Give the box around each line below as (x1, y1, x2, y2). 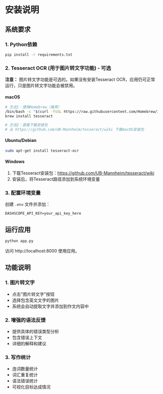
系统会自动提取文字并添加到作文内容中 (12, 303, 89, 309)
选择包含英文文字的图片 (12, 297, 59, 303)
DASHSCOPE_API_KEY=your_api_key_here (5, 211, 81, 216)
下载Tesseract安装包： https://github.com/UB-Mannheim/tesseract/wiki (12, 170, 154, 176)
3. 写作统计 (5, 354, 31, 361)
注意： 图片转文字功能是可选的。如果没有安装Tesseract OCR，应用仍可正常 (5, 77, 155, 82)
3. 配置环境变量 (5, 189, 41, 196)
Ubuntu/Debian (5, 138, 37, 143)
